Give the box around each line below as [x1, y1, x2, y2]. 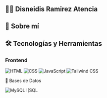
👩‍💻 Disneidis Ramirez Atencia [5, 5, 98, 13]
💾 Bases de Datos [5, 78, 41, 84]
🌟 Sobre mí [5, 22, 39, 30]
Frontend [5, 57, 28, 64]
